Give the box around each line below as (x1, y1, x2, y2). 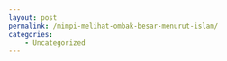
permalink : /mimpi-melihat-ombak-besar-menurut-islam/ (8, 22, 219, 30)
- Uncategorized (24, 38, 86, 48)
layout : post (8, 13, 58, 22)
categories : (8, 30, 53, 39)
